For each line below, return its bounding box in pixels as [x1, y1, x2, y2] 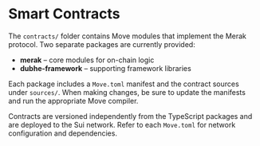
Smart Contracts [8, 5, 121, 23]
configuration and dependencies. [8, 128, 118, 138]
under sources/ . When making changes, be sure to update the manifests [8, 87, 246, 97]
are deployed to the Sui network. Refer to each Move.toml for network [8, 120, 236, 129]
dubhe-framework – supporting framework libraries [19, 63, 191, 73]
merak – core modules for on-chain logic [19, 55, 155, 65]
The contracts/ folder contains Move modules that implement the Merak [8, 31, 247, 41]
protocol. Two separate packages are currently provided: [8, 39, 195, 49]
